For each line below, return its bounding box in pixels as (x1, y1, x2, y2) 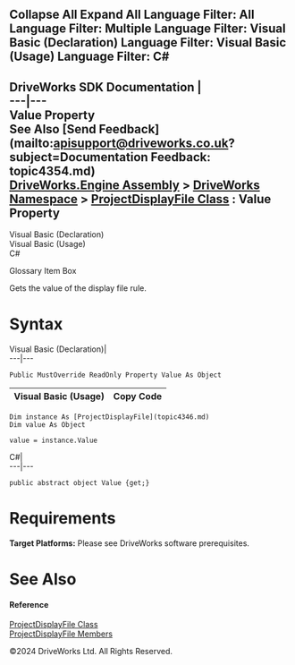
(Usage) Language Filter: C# (9, 49, 170, 64)
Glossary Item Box (9, 266, 77, 277)
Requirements (9, 508, 116, 529)
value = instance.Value (9, 436, 98, 446)
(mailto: (9, 135, 54, 150)
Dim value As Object (9, 421, 87, 430)
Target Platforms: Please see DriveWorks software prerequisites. (9, 538, 250, 549)
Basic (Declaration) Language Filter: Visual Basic (9, 35, 287, 50)
